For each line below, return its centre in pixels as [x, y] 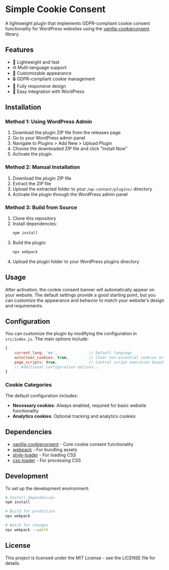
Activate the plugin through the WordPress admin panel [70, 194]
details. [13, 563]
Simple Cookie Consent [55, 9]
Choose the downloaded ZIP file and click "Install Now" [70, 149]
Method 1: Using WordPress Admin [49, 122]
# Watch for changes [27, 525]
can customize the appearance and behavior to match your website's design [85, 300]
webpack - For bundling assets [45, 449]
